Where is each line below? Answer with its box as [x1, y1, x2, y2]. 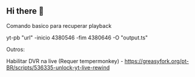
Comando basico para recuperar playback [6, 22, 112, 29]
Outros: [6, 45, 25, 53]
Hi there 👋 [6, 6, 44, 16]
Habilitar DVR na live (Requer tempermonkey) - [6, 57, 124, 64]
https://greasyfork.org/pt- [124, 57, 189, 64]
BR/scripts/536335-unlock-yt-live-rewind [6, 64, 110, 71]
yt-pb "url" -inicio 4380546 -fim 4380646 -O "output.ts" [6, 34, 148, 41]
